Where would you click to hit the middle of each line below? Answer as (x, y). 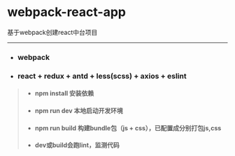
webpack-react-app (66, 12)
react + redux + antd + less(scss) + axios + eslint (102, 76)
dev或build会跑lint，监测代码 (77, 145)
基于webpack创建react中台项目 (52, 32)
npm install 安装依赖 (64, 93)
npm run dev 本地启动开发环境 (79, 110)
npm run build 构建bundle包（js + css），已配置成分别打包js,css (128, 128)
